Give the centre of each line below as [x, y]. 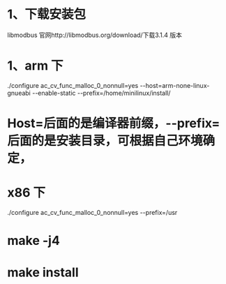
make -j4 [34, 241]
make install [43, 272]
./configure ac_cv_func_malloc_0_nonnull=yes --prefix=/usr [92, 212]
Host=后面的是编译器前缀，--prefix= [114, 124]
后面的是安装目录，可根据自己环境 [105, 141]
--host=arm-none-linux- [175, 85]
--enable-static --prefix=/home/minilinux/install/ [101, 93]
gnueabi [19, 93]
